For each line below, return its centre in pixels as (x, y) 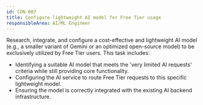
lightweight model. (38, 84)
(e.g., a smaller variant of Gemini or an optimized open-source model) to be (101, 46)
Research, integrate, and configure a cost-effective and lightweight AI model (102, 40)
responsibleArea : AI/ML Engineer (48, 23)
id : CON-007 (21, 12)
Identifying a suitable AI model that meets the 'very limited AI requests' (103, 65)
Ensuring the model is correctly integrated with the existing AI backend (104, 91)
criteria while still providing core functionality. (72, 71)
